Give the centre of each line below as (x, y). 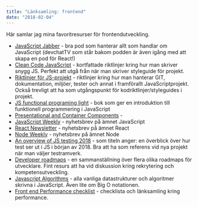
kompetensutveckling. (42, 172)
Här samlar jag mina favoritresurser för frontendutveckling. (78, 34)
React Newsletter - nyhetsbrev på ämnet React (72, 128)
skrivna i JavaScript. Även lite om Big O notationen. (77, 184)
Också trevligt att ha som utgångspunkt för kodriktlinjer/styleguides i (98, 90)
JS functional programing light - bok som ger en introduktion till (92, 102)
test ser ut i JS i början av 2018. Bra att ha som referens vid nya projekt (101, 147)
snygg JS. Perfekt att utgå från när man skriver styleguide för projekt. (100, 71)
